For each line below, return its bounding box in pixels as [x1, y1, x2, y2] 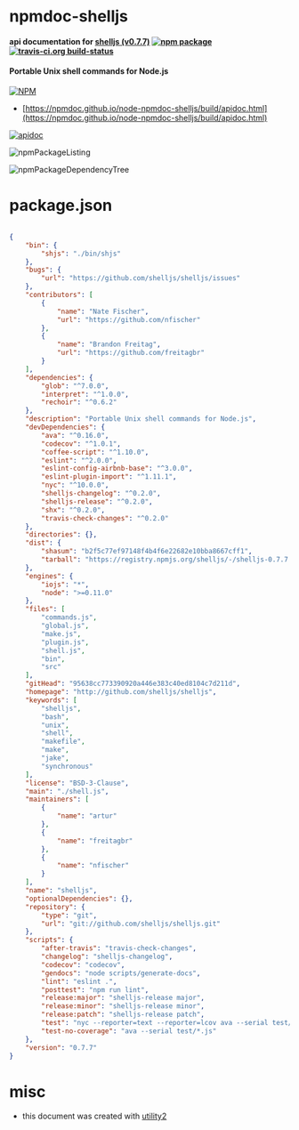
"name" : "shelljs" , [25, 886, 98, 895]
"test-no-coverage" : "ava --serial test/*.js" [41, 1026, 217, 1036]
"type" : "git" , [41, 910, 98, 920]
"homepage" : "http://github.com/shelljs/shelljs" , [25, 688, 217, 697]
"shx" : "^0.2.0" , [41, 505, 105, 514]
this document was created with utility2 [21, 1110, 167, 1122]
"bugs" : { [25, 265, 62, 275]
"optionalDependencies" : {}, [25, 894, 133, 903]
